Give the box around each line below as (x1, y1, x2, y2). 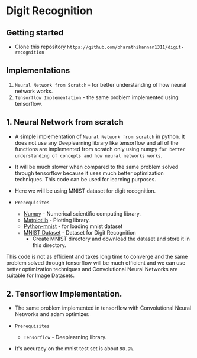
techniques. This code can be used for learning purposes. (14, 175, 157, 183)
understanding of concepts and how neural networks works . (14, 152, 163, 159)
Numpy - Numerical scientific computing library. (23, 210, 141, 217)
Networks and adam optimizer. (14, 311, 90, 318)
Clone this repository (14, 43, 66, 50)
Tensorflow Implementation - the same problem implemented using (14, 93, 179, 101)
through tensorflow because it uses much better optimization (14, 170, 164, 177)
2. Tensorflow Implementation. (6, 289, 122, 299)
